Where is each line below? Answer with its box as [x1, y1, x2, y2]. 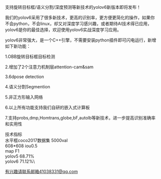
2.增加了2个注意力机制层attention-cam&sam [5, 64, 94, 70]
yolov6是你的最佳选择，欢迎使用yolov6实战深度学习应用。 [5, 27, 122, 33]
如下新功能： [5, 43, 31, 49]
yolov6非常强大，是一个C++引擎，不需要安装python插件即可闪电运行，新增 [5, 37, 157, 43]
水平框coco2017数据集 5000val [5, 138, 68, 143]
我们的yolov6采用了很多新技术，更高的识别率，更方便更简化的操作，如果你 [5, 15, 155, 20]
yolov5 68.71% [5, 153, 35, 159]
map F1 [5, 148, 19, 154]
